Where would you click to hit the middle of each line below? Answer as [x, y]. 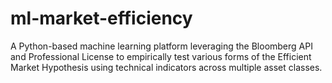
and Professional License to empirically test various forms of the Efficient [161, 56]
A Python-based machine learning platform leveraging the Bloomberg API [161, 46]
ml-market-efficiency [101, 18]
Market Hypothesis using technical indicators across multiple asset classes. [166, 67]
